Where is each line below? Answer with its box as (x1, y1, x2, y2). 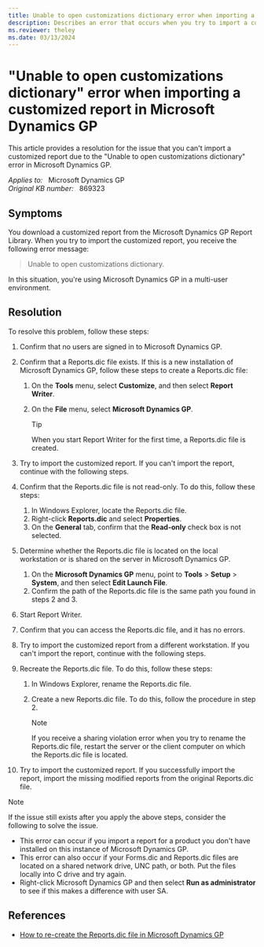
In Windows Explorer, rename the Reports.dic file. (31, 679, 192, 688)
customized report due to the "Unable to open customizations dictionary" (8, 152, 246, 161)
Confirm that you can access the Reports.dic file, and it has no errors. (19, 625, 245, 634)
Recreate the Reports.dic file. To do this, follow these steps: (19, 664, 213, 673)
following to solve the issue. (8, 820, 99, 830)
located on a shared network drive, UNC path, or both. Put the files (19, 860, 236, 870)
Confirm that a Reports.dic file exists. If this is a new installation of (19, 357, 234, 367)
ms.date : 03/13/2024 (8, 33, 76, 42)
